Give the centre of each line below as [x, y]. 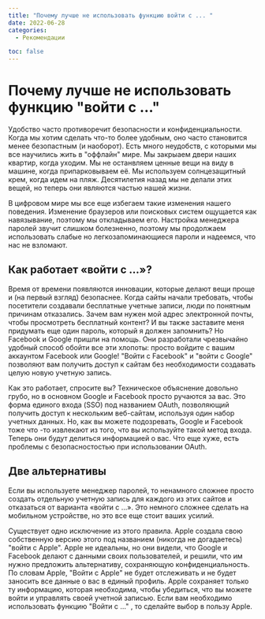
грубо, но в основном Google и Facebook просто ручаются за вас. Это [127, 396]
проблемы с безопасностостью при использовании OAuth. [108, 446]
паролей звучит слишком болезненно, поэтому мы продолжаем [117, 229]
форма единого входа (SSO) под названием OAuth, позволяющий [119, 405]
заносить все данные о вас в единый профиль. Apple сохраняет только [129, 581]
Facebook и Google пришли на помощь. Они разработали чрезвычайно [128, 339]
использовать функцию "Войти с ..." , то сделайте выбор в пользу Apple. [130, 606]
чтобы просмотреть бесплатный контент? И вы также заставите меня [126, 322]
